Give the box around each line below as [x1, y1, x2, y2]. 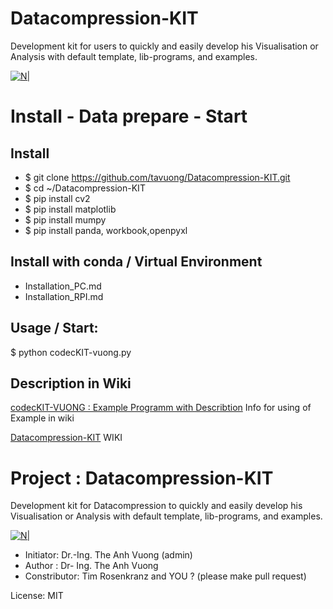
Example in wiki [10, 412, 75, 424]
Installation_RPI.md [24, 290, 104, 302]
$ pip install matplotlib [24, 203, 117, 215]
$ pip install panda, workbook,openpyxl [24, 224, 188, 236]
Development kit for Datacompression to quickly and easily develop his [10, 500, 303, 512]
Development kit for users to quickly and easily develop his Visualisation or [10, 40, 319, 52]
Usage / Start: [10, 320, 99, 337]
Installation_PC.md [24, 280, 102, 292]
